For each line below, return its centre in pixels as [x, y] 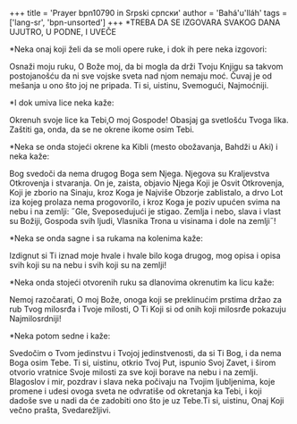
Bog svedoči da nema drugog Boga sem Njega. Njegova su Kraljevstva [140, 174]
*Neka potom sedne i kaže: [60, 336]
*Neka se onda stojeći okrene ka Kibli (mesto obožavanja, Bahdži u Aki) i [144, 147]
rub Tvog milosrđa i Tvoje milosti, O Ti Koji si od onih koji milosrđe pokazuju [148, 309]
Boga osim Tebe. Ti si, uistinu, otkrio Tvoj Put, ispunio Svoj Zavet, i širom [143, 362]
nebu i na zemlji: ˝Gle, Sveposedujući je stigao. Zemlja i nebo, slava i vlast [145, 212]
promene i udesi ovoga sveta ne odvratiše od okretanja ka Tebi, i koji [136, 391]
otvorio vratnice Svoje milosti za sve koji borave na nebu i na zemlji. [134, 372]
